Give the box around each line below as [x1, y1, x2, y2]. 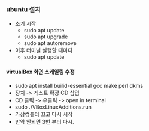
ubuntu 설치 [6, 5, 41, 13]
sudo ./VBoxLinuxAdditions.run [14, 103, 92, 111]
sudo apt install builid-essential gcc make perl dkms [14, 82, 144, 89]
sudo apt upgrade [23, 33, 68, 40]
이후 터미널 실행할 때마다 [14, 47, 73, 54]
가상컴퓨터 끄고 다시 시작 [14, 110, 73, 118]
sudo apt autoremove [23, 40, 77, 47]
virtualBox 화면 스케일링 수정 [6, 68, 75, 75]
